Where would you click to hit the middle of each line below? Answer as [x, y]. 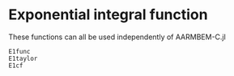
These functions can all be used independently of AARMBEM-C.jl [117, 37]
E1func [19, 51]
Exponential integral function [108, 15]
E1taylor [23, 58]
